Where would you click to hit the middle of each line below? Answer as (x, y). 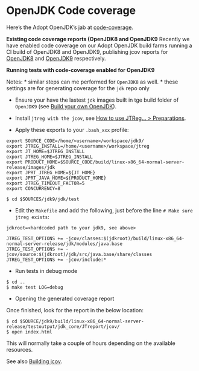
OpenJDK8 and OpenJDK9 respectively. (56, 58)
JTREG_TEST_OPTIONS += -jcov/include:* (56, 260)
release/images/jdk (31, 167)
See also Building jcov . (34, 361)
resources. (20, 349)
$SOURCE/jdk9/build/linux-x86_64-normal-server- (82, 321)
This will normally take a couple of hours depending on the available (91, 343)
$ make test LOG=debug (35, 287)
